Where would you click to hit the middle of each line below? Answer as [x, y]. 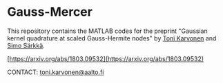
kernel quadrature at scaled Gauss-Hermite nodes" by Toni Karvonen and [112, 38]
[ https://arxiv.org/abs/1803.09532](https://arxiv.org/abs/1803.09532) [106, 58]
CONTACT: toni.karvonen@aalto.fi [56, 72]
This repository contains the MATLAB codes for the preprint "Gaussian [108, 31]
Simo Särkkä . [26, 45]
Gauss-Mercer [50, 12]
